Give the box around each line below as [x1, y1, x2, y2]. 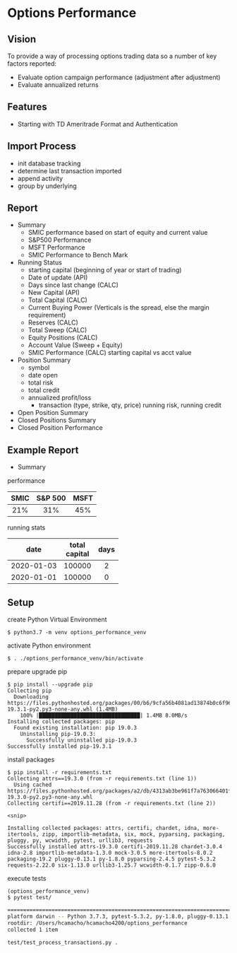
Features [7, 101, 47, 113]
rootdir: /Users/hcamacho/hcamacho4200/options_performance [7, 919, 188, 927]
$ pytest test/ [7, 894, 52, 901]
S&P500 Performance [28, 235, 92, 245]
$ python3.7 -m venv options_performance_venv [7, 629, 147, 636]
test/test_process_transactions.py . [7, 939, 119, 946]
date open [28, 371, 58, 380]
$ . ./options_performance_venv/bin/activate [7, 655, 143, 662]
